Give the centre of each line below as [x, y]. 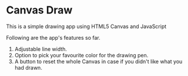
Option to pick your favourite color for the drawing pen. [81, 55]
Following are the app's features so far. [53, 37]
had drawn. [28, 67]
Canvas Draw [39, 10]
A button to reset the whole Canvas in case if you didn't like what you [98, 61]
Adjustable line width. [41, 49]
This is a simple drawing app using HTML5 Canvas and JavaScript [86, 26]
